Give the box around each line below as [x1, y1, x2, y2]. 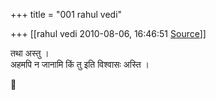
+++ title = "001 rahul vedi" [10, 9, 123, 20]
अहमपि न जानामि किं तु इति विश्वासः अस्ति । [10, 59, 150, 70]
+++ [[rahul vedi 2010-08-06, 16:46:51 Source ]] [10, 28, 207, 39]
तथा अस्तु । [10, 47, 50, 59]
